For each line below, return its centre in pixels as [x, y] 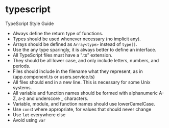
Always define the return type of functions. [58, 33]
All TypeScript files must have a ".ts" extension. [62, 55]
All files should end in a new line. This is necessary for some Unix [81, 82]
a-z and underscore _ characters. [53, 98]
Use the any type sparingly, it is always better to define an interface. [84, 49]
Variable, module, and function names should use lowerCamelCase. [84, 104]
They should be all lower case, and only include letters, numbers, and [86, 60]
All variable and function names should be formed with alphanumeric [85, 93]
